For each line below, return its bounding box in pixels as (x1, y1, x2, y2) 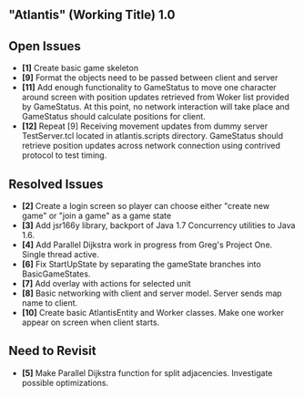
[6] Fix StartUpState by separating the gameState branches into (21, 259, 261, 270)
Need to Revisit (8, 343, 96, 359)
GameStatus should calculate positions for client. (21, 111, 206, 122)
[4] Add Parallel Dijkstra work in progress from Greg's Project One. (21, 239, 273, 250)
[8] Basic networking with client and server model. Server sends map (21, 287, 283, 299)
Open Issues (8, 38, 81, 54)
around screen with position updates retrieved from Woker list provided (21, 91, 290, 103)
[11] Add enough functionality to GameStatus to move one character (21, 82, 277, 93)
